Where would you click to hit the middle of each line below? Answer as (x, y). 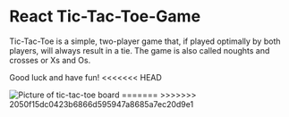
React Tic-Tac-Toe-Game (105, 17)
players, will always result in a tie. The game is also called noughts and (140, 50)
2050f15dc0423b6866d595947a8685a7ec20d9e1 (102, 104)
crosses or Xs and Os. (50, 60)
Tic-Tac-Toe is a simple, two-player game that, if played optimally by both (145, 41)
